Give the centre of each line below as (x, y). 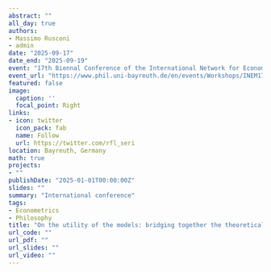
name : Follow (38, 135)
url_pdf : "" (28, 241)
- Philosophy (30, 218)
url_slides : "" (34, 248)
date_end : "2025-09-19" (48, 61)
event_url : (27, 76)
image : (19, 91)
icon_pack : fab (41, 128)
